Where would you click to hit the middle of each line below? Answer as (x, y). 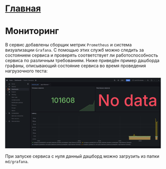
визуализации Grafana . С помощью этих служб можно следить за (75, 50)
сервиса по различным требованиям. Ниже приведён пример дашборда (82, 61)
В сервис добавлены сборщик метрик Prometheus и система (68, 45)
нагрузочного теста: (26, 71)
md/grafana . (17, 161)
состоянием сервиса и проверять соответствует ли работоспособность (82, 55)
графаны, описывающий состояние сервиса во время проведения (76, 66)
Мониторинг (32, 31)
